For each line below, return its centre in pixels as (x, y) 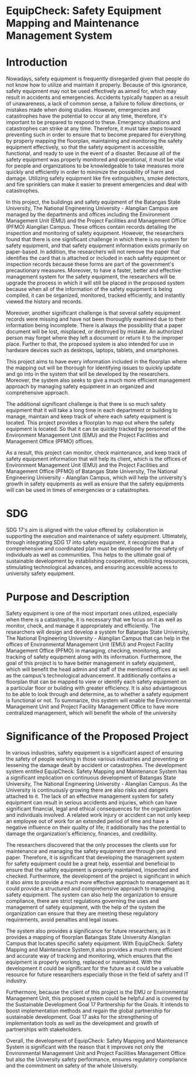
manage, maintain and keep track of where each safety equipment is (89, 416)
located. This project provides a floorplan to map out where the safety (90, 423)
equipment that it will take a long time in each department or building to (92, 410)
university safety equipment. (40, 574)
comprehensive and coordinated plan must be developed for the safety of (95, 549)
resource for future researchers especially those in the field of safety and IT (97, 974)
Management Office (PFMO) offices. (50, 441)
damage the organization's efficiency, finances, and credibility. (82, 833)
